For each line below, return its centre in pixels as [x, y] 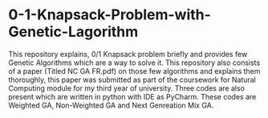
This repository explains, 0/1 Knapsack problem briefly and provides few [128, 54]
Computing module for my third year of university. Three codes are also [126, 88]
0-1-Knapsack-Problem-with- [110, 15]
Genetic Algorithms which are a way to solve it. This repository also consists [134, 63]
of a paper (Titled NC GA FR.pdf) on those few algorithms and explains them [134, 71]
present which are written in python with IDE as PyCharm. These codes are [132, 96]
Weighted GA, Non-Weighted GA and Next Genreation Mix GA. [111, 105]
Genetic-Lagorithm [73, 32]
